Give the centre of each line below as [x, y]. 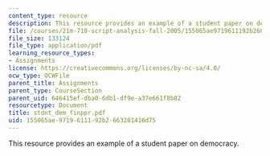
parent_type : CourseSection [55, 90]
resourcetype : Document [48, 105]
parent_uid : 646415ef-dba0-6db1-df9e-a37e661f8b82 [95, 98]
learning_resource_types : [51, 53]
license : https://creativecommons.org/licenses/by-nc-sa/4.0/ [115, 68]
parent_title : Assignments [53, 83]
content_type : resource [48, 16]
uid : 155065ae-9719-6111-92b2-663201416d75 [82, 121]
